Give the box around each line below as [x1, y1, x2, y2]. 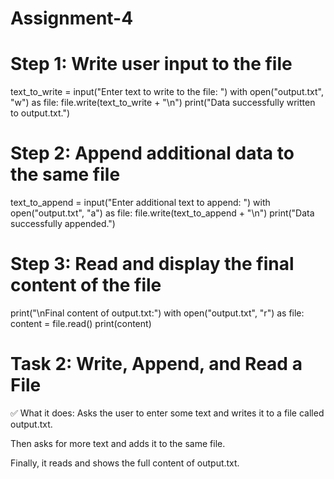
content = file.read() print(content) [10, 318, 152, 329]
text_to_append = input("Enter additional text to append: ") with [10, 197, 271, 209]
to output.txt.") [10, 107, 71, 119]
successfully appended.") [10, 218, 116, 230]
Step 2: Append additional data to [10, 142, 295, 165]
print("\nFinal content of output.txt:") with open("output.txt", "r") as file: [10, 307, 305, 319]
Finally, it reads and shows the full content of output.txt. [10, 457, 240, 469]
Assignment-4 [10, 7, 134, 30]
